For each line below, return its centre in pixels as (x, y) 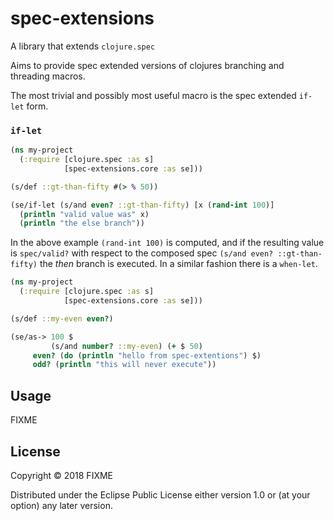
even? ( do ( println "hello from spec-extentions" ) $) (147, 355)
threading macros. (48, 76)
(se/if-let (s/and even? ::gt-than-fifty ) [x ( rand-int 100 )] (142, 205)
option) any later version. (61, 505)
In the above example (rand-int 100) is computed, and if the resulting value (167, 243)
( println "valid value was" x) (84, 214)
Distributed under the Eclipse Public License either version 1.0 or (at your (160, 494)
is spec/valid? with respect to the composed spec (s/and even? (142, 253)
